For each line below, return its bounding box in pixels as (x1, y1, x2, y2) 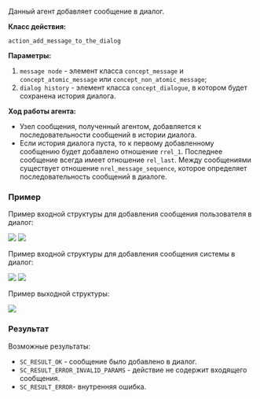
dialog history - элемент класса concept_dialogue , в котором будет (19, 83, 247, 92)
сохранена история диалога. (19, 91, 116, 101)
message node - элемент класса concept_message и (19, 66, 184, 76)
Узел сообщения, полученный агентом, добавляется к (19, 122, 202, 131)
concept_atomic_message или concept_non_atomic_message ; (19, 75, 207, 83)
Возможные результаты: (8, 342, 90, 351)
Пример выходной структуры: (8, 289, 110, 298)
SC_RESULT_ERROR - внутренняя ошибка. (19, 382, 147, 391)
